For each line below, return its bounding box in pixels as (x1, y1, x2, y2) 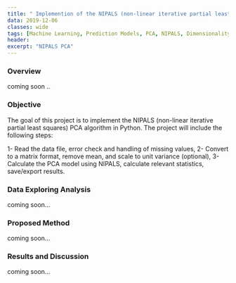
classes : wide (7, 23, 49, 30)
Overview (7, 66, 41, 76)
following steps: (7, 131, 53, 139)
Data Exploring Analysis (7, 184, 91, 194)
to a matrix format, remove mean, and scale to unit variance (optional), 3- (7, 152, 220, 161)
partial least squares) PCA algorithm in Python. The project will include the (7, 123, 223, 132)
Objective (7, 100, 41, 110)
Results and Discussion (7, 251, 89, 261)
